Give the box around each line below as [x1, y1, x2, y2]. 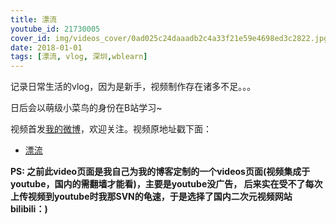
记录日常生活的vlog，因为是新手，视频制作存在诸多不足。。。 [10, 81, 257, 93]
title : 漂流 [10, 14, 57, 25]
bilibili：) [10, 203, 48, 215]
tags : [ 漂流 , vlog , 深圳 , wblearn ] [10, 52, 148, 62]
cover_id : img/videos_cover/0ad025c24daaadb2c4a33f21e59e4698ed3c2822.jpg [10, 33, 329, 43]
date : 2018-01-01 [10, 42, 83, 53]
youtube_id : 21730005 [10, 24, 101, 34]
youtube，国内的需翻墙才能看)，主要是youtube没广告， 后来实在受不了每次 [10, 178, 323, 190]
